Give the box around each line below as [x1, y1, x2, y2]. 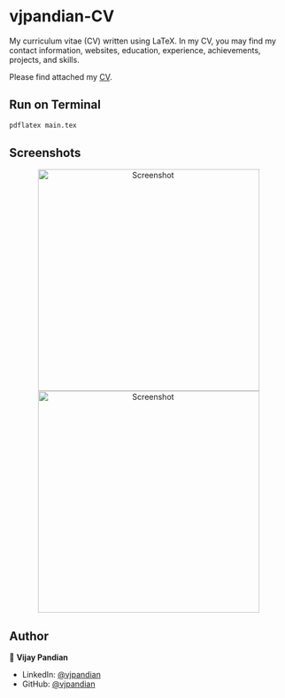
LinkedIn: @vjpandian [21, 670, 102, 680]
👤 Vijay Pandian [9, 652, 68, 663]
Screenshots [9, 145, 81, 161]
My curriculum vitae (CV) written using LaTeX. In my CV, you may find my [9, 35, 277, 46]
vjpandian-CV [9, 6, 115, 27]
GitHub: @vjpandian [21, 678, 96, 689]
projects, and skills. [9, 54, 80, 65]
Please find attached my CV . [9, 71, 112, 82]
